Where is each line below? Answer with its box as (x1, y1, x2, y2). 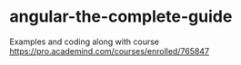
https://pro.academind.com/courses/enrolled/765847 (9, 45, 210, 56)
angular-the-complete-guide (9, 6, 233, 27)
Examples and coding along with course (9, 36, 160, 47)
